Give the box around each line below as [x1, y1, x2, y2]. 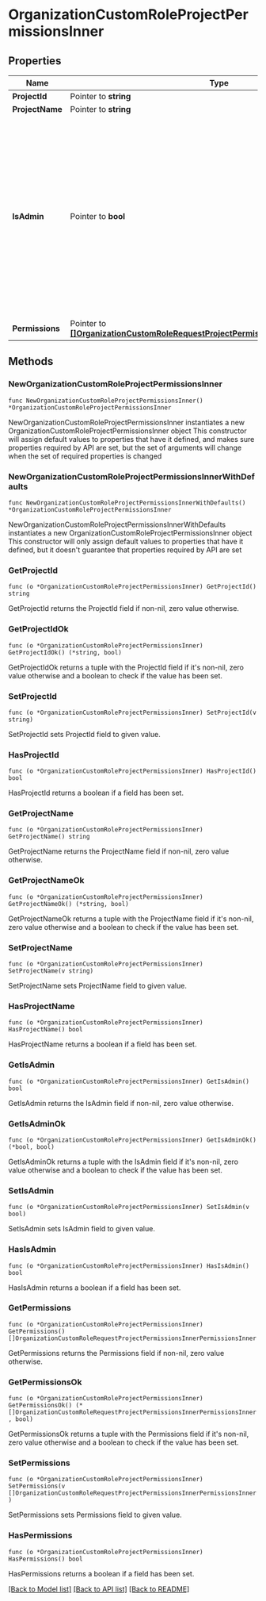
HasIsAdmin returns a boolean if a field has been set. [8, 1283, 181, 1292]
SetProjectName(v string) [8, 967, 93, 975]
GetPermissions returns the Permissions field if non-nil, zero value [8, 1348, 225, 1357]
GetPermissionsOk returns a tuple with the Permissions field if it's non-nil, [8, 1430, 249, 1439]
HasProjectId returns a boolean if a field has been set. [8, 788, 184, 798]
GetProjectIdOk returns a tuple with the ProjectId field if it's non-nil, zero [8, 662, 244, 672]
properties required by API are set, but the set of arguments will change [8, 443, 242, 452]
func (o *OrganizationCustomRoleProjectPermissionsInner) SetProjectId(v [8, 708, 257, 716]
